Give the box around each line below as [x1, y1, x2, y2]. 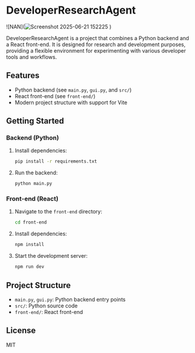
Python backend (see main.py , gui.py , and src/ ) [14, 86, 132, 93]
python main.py [14, 181, 53, 187]
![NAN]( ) [6, 23, 112, 30]
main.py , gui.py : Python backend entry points [14, 296, 126, 303]
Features [6, 70, 40, 80]
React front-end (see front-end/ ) [14, 92, 96, 99]
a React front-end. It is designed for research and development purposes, [6, 41, 186, 48]
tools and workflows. [6, 53, 57, 60]
